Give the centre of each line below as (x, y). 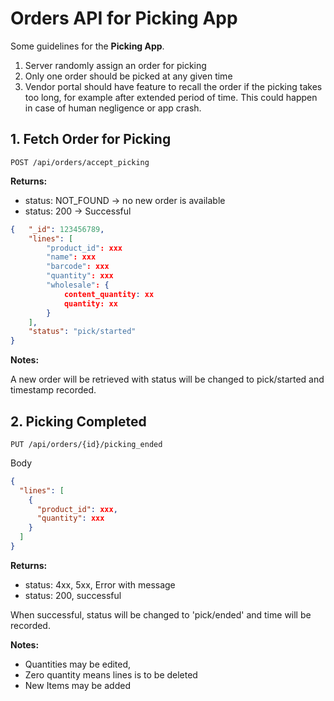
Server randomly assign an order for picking (115, 65)
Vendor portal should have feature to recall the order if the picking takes (173, 86)
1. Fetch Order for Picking (91, 139)
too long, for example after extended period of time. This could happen (171, 97)
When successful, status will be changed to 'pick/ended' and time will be (161, 614)
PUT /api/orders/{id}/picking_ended (86, 444)
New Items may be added (77, 685)
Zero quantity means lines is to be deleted (111, 674)
